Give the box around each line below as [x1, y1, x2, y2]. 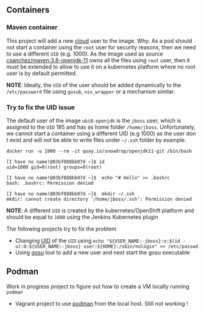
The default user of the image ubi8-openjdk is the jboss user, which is [6, 117, 181, 124]
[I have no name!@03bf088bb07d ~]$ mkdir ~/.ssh [6, 190, 135, 197]
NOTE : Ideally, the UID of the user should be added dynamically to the [6, 81, 181, 88]
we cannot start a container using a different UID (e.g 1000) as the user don [6, 129, 196, 137]
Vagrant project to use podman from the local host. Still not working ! [15, 300, 188, 307]
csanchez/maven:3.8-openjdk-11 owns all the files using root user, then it [6, 56, 190, 63]
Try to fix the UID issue [6, 103, 75, 112]
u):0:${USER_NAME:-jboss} [15, 243, 81, 250]
